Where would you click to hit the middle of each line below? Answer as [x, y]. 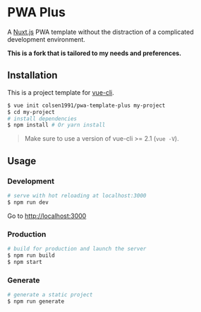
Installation [32, 75]
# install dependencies [42, 119]
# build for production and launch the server [77, 248]
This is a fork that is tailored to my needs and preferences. [95, 53]
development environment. [47, 39]
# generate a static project [50, 294]
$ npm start [25, 262]
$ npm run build [31, 255]
